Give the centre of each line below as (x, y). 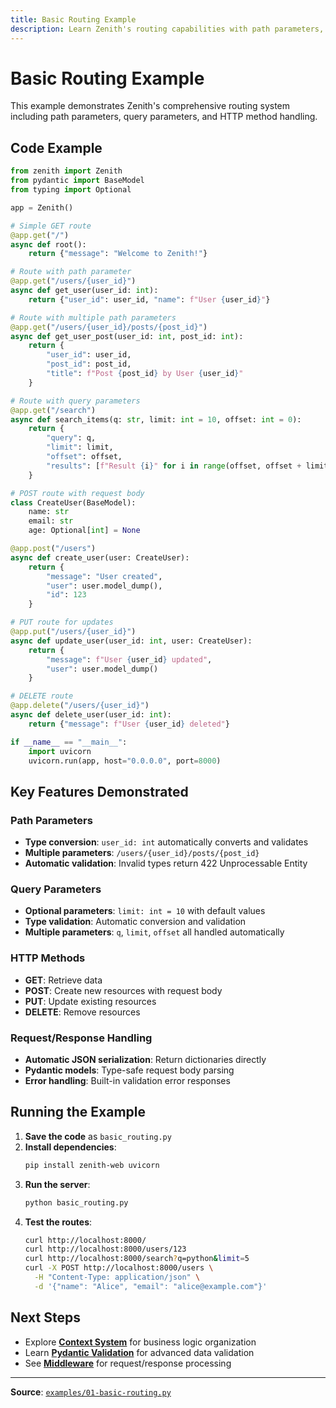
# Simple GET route (51, 226)
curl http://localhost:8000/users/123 (105, 1249)
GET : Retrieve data (63, 980)
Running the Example (78, 1112)
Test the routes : (58, 1222)
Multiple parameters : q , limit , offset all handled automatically (154, 932)
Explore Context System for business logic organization (140, 1342)
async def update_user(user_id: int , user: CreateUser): (131, 641)
